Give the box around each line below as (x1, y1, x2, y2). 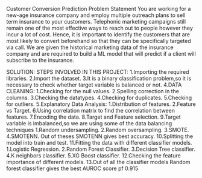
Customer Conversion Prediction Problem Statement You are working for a (6, 5, 191, 12)
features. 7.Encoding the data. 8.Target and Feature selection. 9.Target (6, 113, 181, 120)
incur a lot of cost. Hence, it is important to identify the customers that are (6, 31, 191, 38)
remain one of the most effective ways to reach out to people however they (6, 24, 193, 31)
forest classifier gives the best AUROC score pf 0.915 (6, 165, 139, 172)
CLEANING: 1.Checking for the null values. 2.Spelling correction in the (6, 88, 180, 94)
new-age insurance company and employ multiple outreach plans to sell (6, 12, 186, 19)
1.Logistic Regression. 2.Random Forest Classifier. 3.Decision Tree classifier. (6, 145, 196, 153)
